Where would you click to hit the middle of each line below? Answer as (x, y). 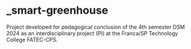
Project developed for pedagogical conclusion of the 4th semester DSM (96, 27)
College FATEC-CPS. (32, 39)
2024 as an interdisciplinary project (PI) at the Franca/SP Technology (92, 33)
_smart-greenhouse (57, 10)
